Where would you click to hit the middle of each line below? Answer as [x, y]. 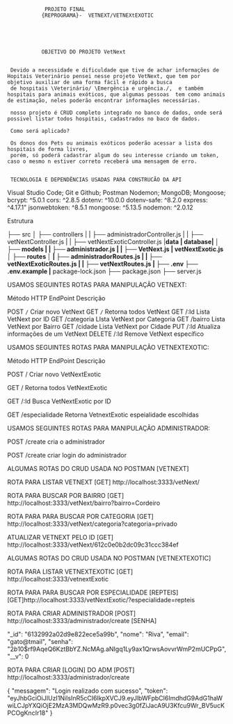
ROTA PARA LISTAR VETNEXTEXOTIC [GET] [70, 572]
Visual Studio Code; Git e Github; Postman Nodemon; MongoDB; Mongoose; [116, 193]
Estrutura [20, 221]
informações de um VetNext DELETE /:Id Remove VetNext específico [105, 334]
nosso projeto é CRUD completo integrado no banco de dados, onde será [116, 113]
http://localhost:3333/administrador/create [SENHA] [82, 621]
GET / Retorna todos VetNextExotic [57, 388]
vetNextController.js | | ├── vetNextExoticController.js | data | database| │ [113, 242]
